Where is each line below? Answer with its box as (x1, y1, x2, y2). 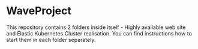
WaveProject (6, 4, 72, 18)
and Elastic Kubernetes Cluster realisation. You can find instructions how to (6, 30, 192, 37)
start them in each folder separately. (6, 36, 96, 43)
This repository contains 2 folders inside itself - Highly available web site (6, 24, 186, 31)
